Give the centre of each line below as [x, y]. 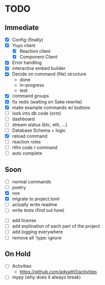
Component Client [38, 57]
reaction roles [26, 141]
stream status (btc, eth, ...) [40, 124]
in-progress [32, 85]
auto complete [27, 153]
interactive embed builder [39, 68]
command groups [30, 96]
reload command [30, 136]
